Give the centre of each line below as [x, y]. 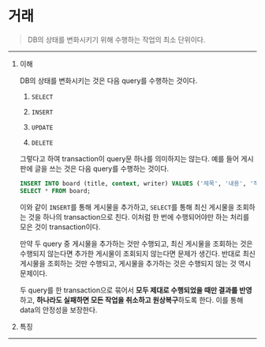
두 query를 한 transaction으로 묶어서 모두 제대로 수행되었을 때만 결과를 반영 [136, 290]
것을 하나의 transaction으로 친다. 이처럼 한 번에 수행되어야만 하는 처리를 [139, 217]
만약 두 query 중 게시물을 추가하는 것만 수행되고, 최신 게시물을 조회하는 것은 [136, 243]
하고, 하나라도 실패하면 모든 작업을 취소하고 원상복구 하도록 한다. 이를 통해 [131, 300]
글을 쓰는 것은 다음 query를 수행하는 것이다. [102, 168]
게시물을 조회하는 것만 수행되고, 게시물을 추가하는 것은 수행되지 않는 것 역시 [135, 263]
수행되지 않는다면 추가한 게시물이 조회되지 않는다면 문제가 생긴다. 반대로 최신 [138, 253]
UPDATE [42, 127]
